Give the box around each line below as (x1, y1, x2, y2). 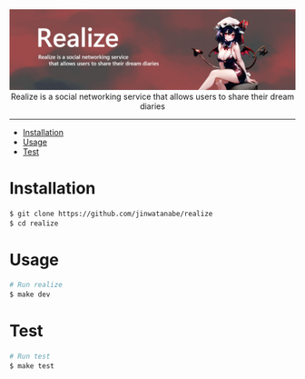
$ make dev (9, 290, 51, 299)
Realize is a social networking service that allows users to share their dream (10, 91, 295, 102)
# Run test (9, 352, 51, 362)
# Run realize (9, 281, 64, 290)
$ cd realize (9, 218, 59, 228)
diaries (139, 100, 166, 112)
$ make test (9, 361, 54, 371)
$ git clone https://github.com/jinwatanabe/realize (9, 209, 213, 218)
